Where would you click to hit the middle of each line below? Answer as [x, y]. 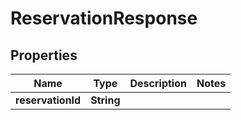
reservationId [48, 100]
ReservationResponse [104, 18]
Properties [44, 55]
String [105, 100]
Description [158, 83]
